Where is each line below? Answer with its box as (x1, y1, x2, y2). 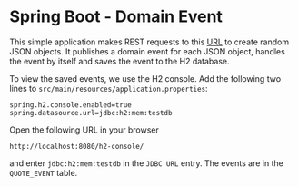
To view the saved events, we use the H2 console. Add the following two (9, 73, 282, 84)
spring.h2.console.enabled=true (9, 100, 132, 110)
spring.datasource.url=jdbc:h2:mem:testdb (9, 108, 173, 117)
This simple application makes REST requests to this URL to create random (9, 36, 289, 47)
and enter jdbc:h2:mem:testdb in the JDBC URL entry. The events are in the (9, 157, 283, 169)
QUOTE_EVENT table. (9, 167, 78, 178)
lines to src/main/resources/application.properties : (9, 83, 208, 93)
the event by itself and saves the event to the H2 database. (9, 55, 230, 66)
